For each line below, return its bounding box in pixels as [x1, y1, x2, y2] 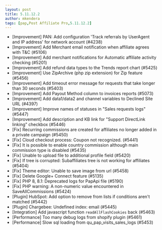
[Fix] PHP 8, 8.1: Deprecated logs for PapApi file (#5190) [12, 178, 123, 184]
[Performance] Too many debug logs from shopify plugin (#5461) [12, 214, 143, 220]
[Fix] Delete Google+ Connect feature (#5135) [12, 173, 103, 179]
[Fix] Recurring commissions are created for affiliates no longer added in [12, 127, 157, 132]
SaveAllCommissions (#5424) [12, 189, 72, 195]
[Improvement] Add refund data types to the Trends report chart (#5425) [12, 65, 158, 71]
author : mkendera [5, 16, 40, 21]
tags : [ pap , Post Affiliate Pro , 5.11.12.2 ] [5, 20, 92, 26]
